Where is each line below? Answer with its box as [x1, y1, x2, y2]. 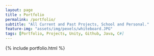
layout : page [5, 7, 33, 13]
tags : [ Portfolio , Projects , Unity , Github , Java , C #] [5, 31, 124, 36]
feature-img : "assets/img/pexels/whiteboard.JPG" [5, 26, 113, 32]
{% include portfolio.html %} [5, 45, 65, 51]
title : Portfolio [5, 12, 44, 17]
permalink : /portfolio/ [5, 17, 56, 22]
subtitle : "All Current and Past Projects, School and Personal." [5, 21, 149, 27]
